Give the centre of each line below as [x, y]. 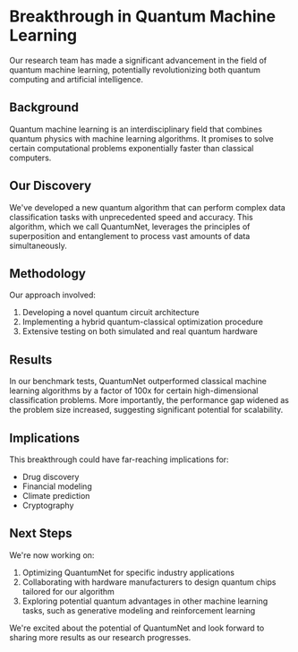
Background [44, 108]
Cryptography [48, 505]
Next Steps [41, 533]
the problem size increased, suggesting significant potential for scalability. [146, 410]
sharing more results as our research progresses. [100, 637]
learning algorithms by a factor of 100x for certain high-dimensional [134, 390]
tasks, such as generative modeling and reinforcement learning [139, 610]
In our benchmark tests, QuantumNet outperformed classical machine [138, 382]
